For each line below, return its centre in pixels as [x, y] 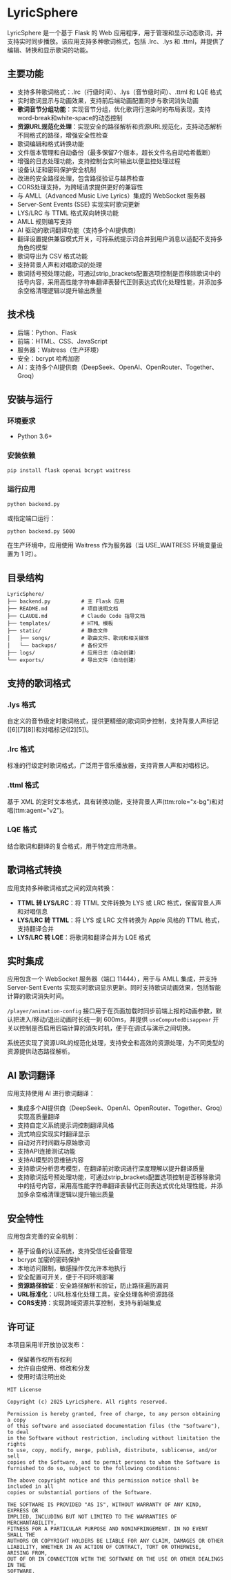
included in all [30, 1486]
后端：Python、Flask [47, 332]
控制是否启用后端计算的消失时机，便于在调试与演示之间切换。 [107, 1028]
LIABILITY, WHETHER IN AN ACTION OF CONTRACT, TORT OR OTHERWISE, [104, 1547]
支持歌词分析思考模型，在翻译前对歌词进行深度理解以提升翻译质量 [111, 1169]
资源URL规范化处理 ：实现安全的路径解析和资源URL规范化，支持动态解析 [120, 126]
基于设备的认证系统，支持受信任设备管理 [74, 1251]
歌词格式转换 [34, 870]
